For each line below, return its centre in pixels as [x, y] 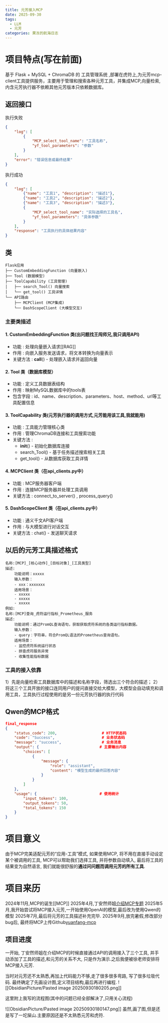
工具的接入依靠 [23, 670]
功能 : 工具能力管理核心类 [39, 427]
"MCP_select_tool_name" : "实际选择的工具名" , [77, 212]
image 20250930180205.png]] [90, 988]
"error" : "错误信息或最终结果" [43, 160]
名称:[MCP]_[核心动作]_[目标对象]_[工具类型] [48, 563]
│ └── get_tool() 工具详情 [34, 292]
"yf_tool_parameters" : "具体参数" [66, 217]
